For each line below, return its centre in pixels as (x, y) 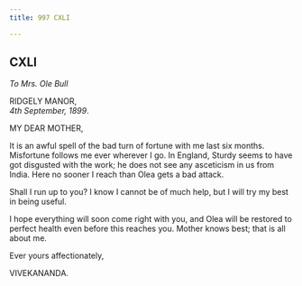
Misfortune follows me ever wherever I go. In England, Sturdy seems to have (151, 155)
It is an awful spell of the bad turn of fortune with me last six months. (137, 146)
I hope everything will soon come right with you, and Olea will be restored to (151, 219)
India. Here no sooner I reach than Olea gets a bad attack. (117, 175)
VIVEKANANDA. (39, 273)
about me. (28, 238)
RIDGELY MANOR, (43, 101)
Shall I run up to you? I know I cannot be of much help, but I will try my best (149, 192)
